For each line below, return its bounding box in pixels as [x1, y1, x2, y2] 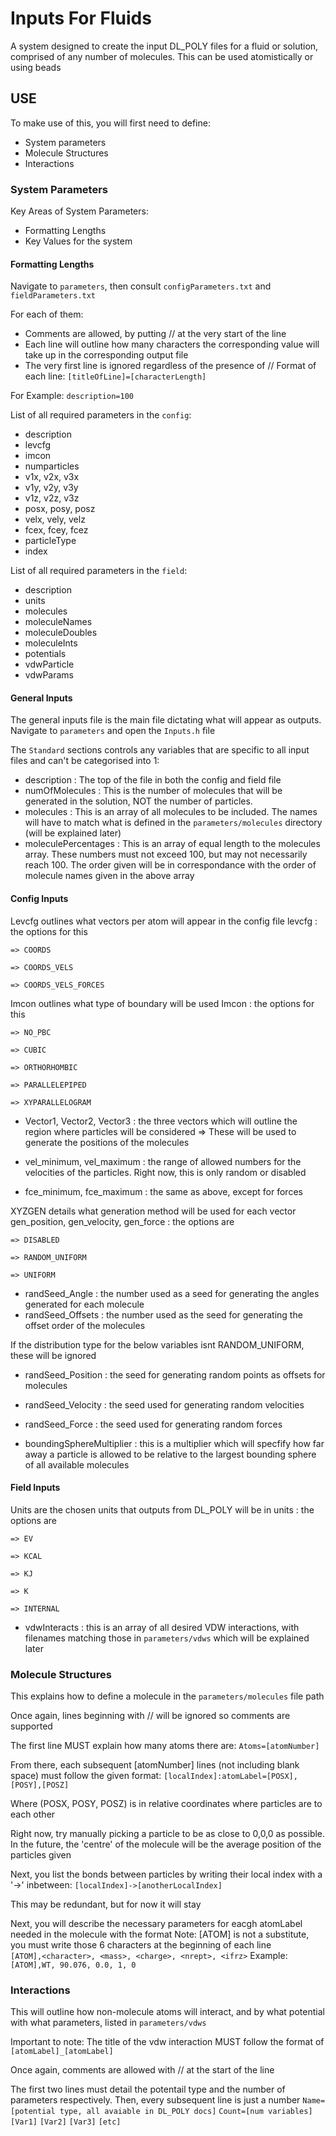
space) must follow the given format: [10, 1770, 162, 1782]
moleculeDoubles [24, 627, 98, 639]
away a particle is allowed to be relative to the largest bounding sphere [24, 1448, 317, 1460]
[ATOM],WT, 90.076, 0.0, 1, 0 [10, 1960, 137, 1971]
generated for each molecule [24, 1298, 145, 1310]
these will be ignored [10, 1349, 97, 1361]
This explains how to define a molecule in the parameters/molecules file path [10, 1690, 325, 1702]
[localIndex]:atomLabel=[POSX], [163, 1772, 298, 1782]
